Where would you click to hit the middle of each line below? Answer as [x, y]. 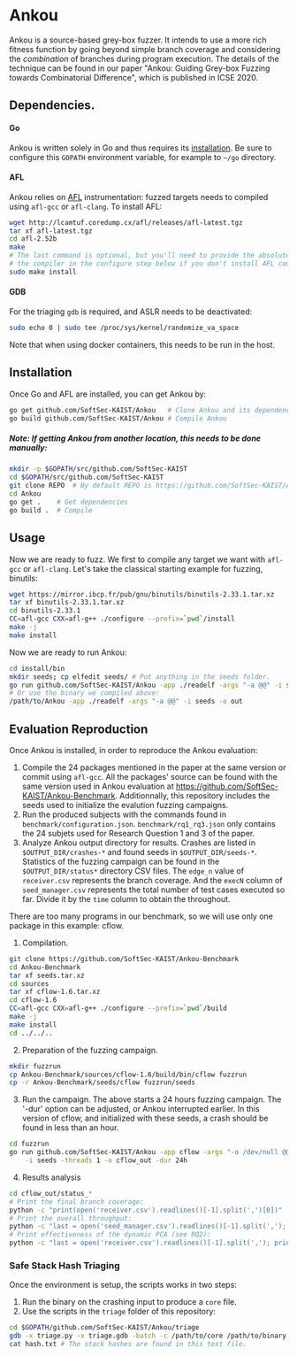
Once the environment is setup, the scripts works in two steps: [123, 1285]
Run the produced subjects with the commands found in [124, 814]
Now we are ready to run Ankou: [68, 652]
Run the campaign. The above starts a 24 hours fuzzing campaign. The [152, 1099]
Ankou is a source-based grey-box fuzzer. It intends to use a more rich [138, 40]
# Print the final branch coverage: [76, 1202]
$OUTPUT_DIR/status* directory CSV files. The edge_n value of [133, 871]
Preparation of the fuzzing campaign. [90, 1050]
